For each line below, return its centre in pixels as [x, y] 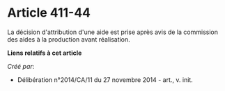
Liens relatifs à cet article [45, 53]
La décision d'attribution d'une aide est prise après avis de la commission [113, 32]
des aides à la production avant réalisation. [69, 39]
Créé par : [21, 66]
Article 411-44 [49, 13]
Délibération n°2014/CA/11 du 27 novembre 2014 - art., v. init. [105, 80]
